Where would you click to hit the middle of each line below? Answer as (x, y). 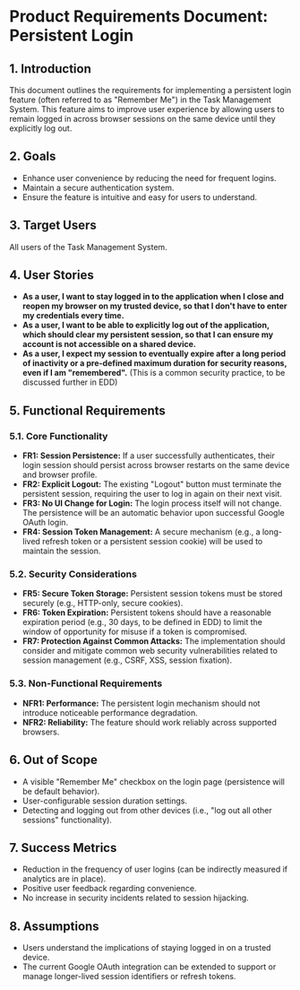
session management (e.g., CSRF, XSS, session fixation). (127, 660)
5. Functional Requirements (87, 410)
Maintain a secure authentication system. (98, 187)
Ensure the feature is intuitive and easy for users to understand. (140, 197)
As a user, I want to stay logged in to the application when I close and (153, 297)
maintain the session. (61, 551)
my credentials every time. (73, 316)
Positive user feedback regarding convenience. (109, 889)
